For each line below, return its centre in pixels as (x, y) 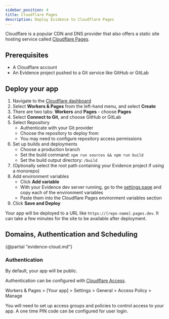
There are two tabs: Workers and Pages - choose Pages (72, 112)
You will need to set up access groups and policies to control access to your (85, 306)
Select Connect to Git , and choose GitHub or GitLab (67, 117)
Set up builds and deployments (45, 144)
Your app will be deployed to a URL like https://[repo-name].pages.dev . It (82, 213)
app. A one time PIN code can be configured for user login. (67, 311)
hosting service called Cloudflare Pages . (48, 39)
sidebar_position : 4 (27, 10)
